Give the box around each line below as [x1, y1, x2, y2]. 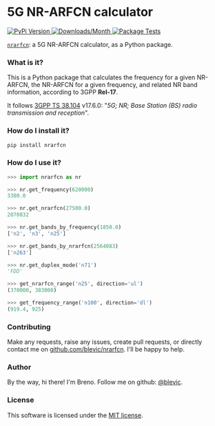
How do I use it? [7, 158, 62, 168]
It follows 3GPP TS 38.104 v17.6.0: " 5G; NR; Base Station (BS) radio [7, 101, 198, 110]
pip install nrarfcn [7, 142, 67, 148]
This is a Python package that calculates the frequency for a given [7, 73, 196, 81]
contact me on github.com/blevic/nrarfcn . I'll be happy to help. [7, 345, 185, 354]
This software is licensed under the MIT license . [7, 411, 143, 419]
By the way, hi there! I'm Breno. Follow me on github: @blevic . [7, 378, 183, 387]
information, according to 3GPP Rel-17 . [7, 88, 119, 97]
